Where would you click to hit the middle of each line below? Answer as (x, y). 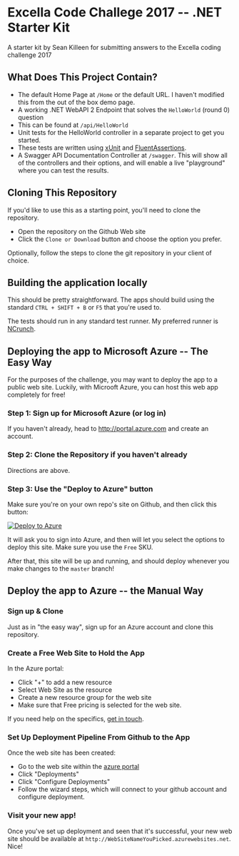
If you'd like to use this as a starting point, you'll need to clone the (104, 210)
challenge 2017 (30, 55)
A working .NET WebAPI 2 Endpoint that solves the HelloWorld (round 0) (124, 109)
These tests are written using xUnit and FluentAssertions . (102, 148)
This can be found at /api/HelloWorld (73, 125)
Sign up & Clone (36, 611)
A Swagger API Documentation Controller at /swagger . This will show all (123, 155)
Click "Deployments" (49, 774)
